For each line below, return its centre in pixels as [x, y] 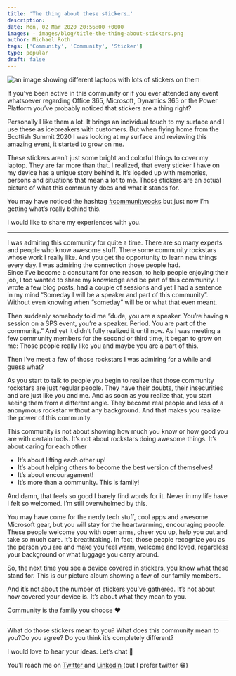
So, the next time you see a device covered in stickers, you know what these [118, 568]
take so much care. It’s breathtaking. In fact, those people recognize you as [116, 539]
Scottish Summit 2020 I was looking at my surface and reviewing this [107, 136]
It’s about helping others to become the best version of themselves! [115, 467]
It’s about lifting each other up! [61, 460]
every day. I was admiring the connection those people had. [94, 265]
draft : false [26, 60]
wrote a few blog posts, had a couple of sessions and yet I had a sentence [115, 287]
